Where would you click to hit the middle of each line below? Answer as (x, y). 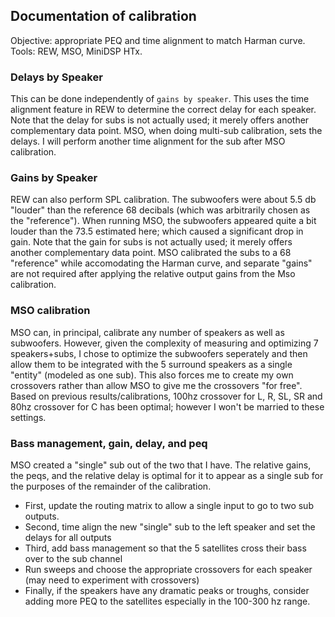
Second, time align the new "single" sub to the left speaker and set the (170, 527)
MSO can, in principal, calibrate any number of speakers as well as (147, 332)
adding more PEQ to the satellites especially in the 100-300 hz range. (167, 601)
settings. (28, 417)
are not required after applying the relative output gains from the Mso (153, 274)
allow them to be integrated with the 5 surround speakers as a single (151, 364)
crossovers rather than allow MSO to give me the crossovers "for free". (156, 385)
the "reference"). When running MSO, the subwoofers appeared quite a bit (163, 221)
